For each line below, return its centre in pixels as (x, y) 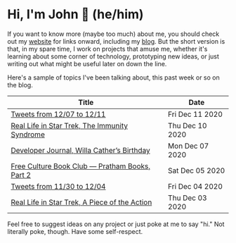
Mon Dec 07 (188, 146)
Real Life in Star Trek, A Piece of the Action (81, 202)
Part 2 (21, 175)
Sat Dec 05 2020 (196, 170)
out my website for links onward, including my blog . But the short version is (116, 41)
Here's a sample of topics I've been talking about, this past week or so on (113, 77)
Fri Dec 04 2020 (195, 186)
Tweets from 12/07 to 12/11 (58, 114)
